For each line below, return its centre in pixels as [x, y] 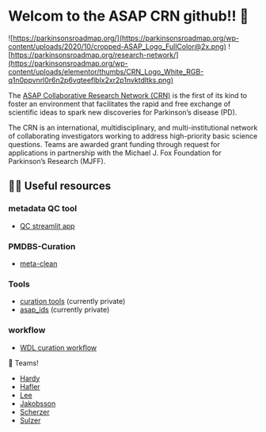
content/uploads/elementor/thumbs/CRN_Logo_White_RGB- [106, 71]
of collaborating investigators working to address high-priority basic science [133, 136]
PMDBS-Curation [42, 246]
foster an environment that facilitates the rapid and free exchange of [120, 104]
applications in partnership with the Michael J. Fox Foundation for [115, 153]
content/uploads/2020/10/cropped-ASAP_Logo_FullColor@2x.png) [118, 46]
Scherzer [34, 411]
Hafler [30, 386]
